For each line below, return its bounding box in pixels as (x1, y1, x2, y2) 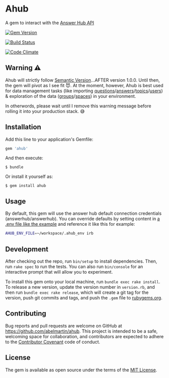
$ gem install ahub (5, 183, 46, 188)
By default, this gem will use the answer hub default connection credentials (5, 210, 162, 217)
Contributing (5, 309, 46, 318)
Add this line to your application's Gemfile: (5, 136, 93, 142)
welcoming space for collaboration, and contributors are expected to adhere (5, 333, 164, 339)
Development (5, 245, 49, 254)
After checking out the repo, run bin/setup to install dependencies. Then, (5, 258, 157, 264)
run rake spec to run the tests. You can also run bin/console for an (5, 263, 143, 270)
